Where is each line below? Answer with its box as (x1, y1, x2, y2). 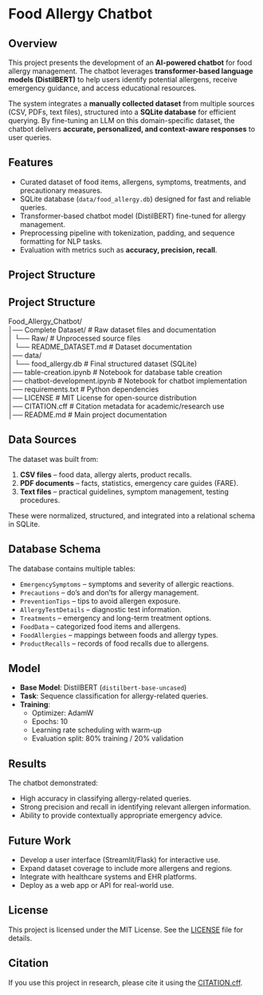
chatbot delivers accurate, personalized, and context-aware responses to (8, 125, 256, 133)
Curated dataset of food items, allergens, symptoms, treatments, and (19, 177, 247, 186)
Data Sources (8, 433, 77, 447)
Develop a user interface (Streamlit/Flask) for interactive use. (19, 855, 221, 865)
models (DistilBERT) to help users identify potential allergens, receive (8, 75, 237, 84)
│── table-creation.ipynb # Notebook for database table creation (8, 368, 222, 377)
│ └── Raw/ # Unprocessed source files (8, 333, 141, 344)
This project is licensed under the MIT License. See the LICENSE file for (8, 925, 244, 934)
